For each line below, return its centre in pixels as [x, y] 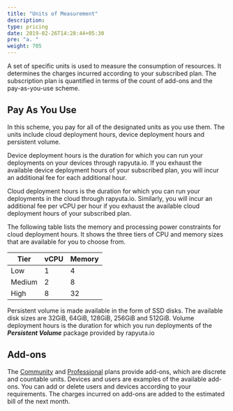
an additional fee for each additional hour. [67, 177]
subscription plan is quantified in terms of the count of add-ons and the [110, 81]
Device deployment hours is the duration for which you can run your [105, 155]
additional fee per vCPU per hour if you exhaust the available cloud [104, 206]
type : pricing [28, 27]
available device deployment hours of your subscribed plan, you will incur [113, 170]
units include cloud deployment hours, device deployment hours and [106, 134]
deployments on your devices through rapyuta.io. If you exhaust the [105, 163]
